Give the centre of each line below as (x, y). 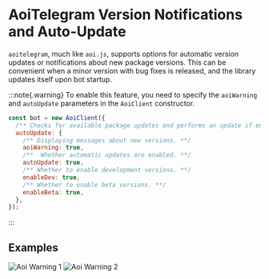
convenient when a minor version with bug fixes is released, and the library (132, 70)
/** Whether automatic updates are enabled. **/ (107, 155)
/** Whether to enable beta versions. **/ (94, 185)
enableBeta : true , (53, 192)
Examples (33, 247)
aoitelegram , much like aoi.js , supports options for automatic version (123, 54)
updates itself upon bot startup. (60, 79)
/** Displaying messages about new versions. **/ (107, 140)
